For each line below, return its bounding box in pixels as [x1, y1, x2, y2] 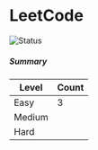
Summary [9, 56, 48, 66]
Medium [13, 110, 49, 123]
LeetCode [9, 5, 84, 26]
